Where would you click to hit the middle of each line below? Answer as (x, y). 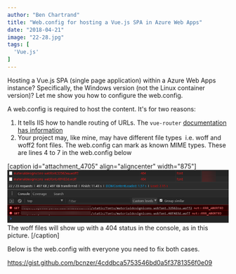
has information (40, 130)
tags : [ (19, 45)
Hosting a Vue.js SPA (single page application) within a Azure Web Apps (112, 80)
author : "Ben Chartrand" (44, 15)
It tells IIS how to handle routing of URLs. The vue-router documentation (122, 123)
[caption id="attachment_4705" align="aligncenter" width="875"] (102, 166)
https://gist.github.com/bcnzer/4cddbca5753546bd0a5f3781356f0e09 (110, 263)
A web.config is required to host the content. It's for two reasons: (102, 108)
